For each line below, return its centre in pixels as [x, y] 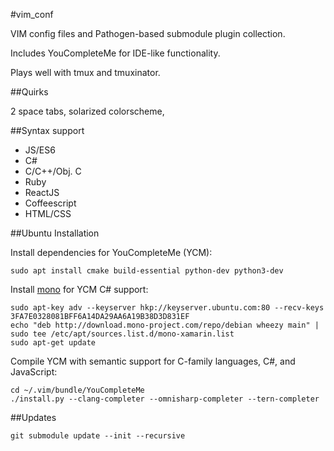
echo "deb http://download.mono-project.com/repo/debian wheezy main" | [165, 325]
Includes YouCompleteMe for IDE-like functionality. [115, 53]
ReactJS [42, 192]
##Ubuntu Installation [55, 233]
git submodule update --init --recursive [98, 436]
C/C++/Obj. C [53, 171]
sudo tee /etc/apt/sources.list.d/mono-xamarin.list [122, 334]
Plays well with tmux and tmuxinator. [85, 72]
